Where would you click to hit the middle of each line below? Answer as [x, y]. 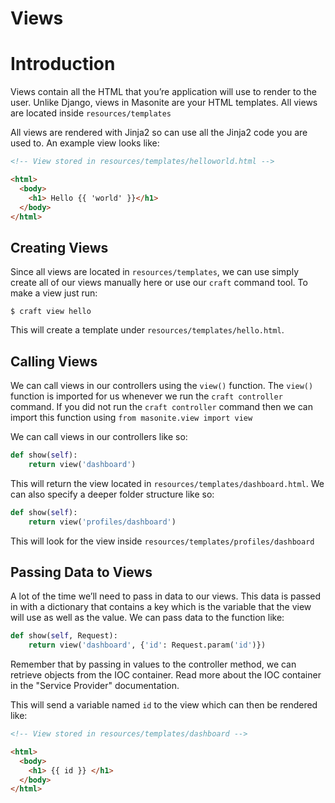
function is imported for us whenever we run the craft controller [146, 396]
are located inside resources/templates [91, 113]
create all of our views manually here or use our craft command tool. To [159, 283]
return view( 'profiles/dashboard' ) [102, 522]
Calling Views [54, 361]
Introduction [63, 64]
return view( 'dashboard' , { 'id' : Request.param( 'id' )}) [147, 645]
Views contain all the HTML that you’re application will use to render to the [163, 92]
